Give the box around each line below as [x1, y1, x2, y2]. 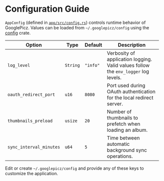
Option [25, 41, 42, 48]
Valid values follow [106, 62, 150, 69]
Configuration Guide [5, 3, 90, 15]
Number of [106, 108, 132, 115]
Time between [106, 134, 140, 141]
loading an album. [106, 126, 148, 133]
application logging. [106, 56, 152, 62]
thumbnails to [106, 114, 138, 121]
